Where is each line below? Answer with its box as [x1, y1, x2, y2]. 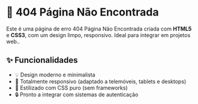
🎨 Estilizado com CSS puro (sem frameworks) [14, 84, 128, 91]
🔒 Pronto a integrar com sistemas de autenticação [14, 91, 139, 98]
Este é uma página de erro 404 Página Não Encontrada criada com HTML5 [6, 25, 192, 32]
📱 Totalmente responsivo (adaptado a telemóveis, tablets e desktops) [14, 78, 187, 85]
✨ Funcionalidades [6, 55, 78, 65]
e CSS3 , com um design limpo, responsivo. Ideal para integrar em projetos [6, 31, 191, 38]
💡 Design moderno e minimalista [14, 71, 96, 78]
